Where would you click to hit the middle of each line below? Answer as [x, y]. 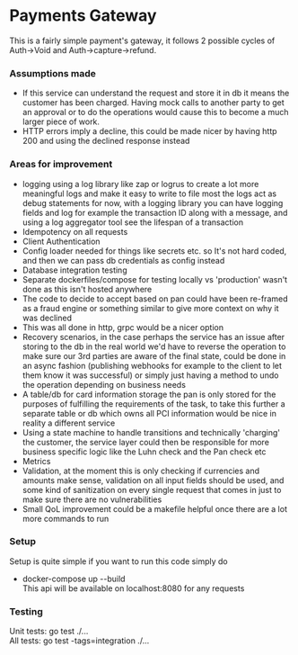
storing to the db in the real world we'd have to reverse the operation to [154, 346]
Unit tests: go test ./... [49, 632]
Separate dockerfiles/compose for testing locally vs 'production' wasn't [155, 279]
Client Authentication [61, 241]
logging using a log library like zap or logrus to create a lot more [140, 184]
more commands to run [66, 518]
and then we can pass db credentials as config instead [123, 260]
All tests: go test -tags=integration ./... [79, 641]
